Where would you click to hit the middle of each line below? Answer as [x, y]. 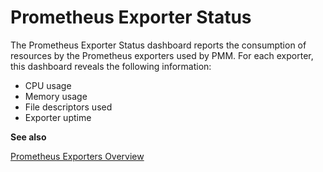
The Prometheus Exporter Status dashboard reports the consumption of [158, 45]
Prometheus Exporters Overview [77, 156]
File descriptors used [68, 107]
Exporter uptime [58, 117]
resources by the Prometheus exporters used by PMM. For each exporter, [162, 55]
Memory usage [56, 96]
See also [28, 137]
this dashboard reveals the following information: [111, 66]
